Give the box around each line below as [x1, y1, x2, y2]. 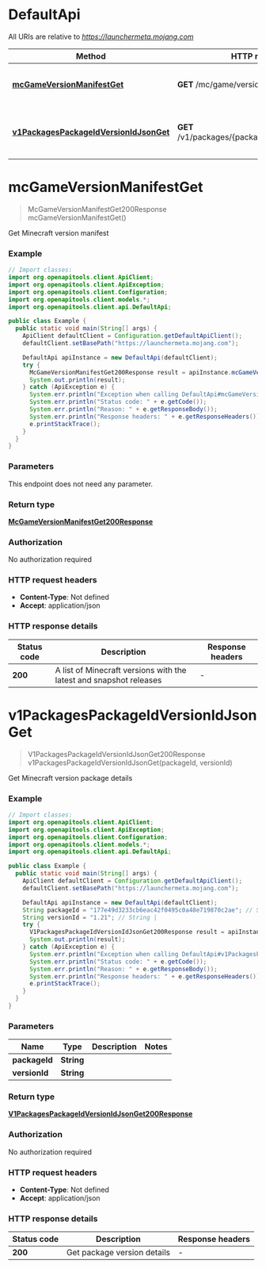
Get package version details [66, 1247, 171, 1258]
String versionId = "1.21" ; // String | [22, 913, 158, 921]
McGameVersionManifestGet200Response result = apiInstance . [28, 368, 232, 376]
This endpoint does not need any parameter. [8, 478, 153, 489]
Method [75, 50, 106, 61]
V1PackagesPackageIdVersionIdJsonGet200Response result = [28, 928, 225, 936]
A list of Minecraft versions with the [55, 664, 187, 675]
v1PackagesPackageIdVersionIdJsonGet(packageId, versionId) [27, 758, 233, 767]
